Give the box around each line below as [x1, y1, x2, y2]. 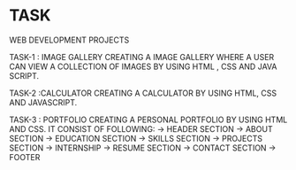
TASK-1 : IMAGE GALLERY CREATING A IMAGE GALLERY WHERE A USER [9, 51, 275, 62]
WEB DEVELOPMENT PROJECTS [9, 35, 130, 45]
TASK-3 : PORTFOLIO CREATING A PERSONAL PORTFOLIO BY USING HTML [9, 114, 288, 125]
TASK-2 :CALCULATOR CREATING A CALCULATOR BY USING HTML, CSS [9, 88, 277, 98]
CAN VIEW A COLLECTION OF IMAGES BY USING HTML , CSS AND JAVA [9, 61, 277, 72]
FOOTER [9, 151, 41, 162]
